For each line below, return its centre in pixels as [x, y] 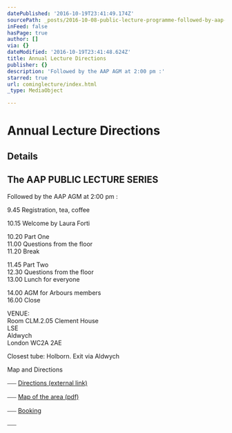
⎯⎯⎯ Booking [24, 410]
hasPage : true [28, 33]
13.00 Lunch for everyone [43, 279]
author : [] [23, 39]
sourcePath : [24, 20]
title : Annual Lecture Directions [57, 59]
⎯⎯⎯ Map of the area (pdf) [43, 396]
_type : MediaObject [35, 90]
